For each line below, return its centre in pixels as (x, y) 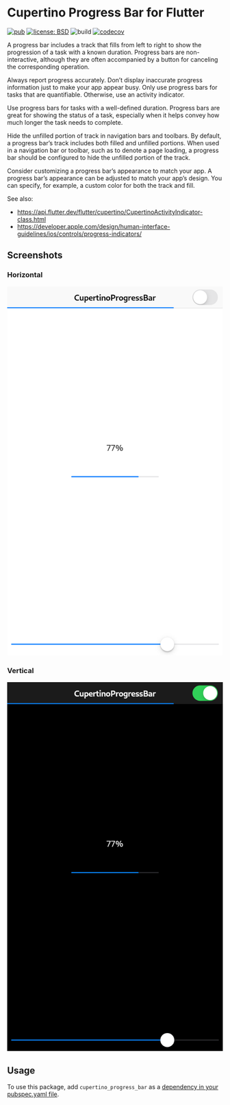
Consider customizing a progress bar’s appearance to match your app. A (110, 171)
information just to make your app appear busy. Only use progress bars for (112, 87)
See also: (20, 198)
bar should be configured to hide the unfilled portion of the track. (99, 157)
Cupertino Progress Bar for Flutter (106, 13)
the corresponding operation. (49, 66)
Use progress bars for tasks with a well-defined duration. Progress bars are (114, 108)
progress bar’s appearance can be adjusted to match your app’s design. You (115, 178)
